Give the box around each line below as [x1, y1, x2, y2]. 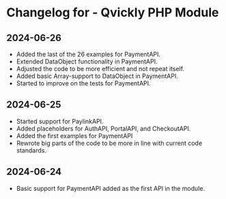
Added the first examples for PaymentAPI [16, 131, 133, 140]
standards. [16, 146, 47, 155]
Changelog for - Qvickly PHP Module [6, 5, 219, 21]
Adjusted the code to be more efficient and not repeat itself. [16, 65, 185, 72]
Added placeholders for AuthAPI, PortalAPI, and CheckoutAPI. [16, 124, 191, 133]
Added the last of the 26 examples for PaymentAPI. [16, 50, 161, 58]
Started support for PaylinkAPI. [16, 117, 104, 125]
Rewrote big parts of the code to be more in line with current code [16, 139, 203, 147]
